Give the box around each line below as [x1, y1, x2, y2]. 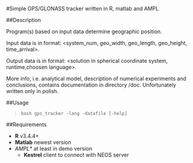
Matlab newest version [14, 139, 71, 146]
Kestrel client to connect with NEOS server [23, 151, 129, 158]
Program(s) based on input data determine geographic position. [6, 28, 162, 35]
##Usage [6, 99, 29, 106]
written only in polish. [6, 88, 59, 94]
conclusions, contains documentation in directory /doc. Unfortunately [6, 81, 176, 88]
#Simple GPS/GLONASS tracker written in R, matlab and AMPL [6, 5, 159, 12]
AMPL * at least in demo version [14, 145, 93, 152]
